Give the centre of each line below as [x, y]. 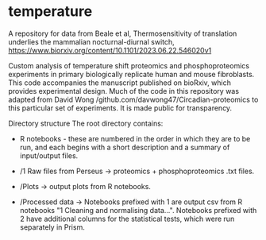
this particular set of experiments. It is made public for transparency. [120, 108]
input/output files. [49, 155]
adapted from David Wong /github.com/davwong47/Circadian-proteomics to [133, 99]
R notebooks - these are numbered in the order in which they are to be [135, 138]
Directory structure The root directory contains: [86, 123]
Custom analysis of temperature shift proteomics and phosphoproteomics [129, 65]
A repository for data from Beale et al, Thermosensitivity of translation [123, 33]
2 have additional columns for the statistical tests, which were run [127, 219]
